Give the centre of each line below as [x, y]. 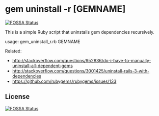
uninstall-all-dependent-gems [42, 66]
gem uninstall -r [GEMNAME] [66, 9]
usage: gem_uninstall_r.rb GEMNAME [43, 41]
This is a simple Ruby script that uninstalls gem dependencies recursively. [80, 32]
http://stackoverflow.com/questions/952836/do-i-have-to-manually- [81, 60]
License [17, 97]
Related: [13, 51]
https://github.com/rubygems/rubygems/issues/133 [64, 81]
